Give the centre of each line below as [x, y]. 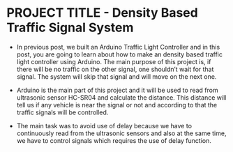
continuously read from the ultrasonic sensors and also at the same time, [121, 133]
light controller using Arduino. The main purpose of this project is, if [114, 61]
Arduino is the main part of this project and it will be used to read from [117, 90]
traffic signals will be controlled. [62, 112]
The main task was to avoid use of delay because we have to [104, 126]
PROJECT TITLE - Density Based [102, 13]
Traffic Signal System [70, 28]
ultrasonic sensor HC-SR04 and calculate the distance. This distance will [121, 97]
